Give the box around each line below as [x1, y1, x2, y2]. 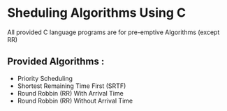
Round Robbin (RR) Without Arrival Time [17, 96, 133, 105]
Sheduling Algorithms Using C [7, 5, 186, 21]
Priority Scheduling [17, 74, 73, 82]
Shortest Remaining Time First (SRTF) [17, 82, 126, 90]
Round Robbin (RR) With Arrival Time [17, 89, 124, 97]
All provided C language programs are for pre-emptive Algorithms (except [7, 28, 220, 36]
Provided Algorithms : [7, 56, 105, 68]
